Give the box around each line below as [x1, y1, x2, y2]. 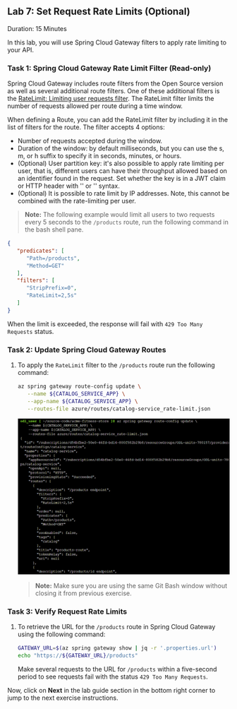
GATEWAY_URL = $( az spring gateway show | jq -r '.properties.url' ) [17, 645, 217, 652]
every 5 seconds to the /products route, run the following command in [24, 218, 229, 227]
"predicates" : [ [16, 247, 65, 254]
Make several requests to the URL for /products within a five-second [17, 665, 217, 673]
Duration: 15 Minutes [7, 24, 67, 32]
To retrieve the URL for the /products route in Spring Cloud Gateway [17, 623, 216, 631]
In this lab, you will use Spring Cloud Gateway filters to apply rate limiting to [7, 38, 227, 47]
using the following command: [17, 630, 106, 638]
